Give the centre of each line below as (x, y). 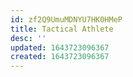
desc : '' (28, 38)
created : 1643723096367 (60, 57)
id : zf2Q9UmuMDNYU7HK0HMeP (66, 19)
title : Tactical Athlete (62, 29)
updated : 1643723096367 (60, 47)
